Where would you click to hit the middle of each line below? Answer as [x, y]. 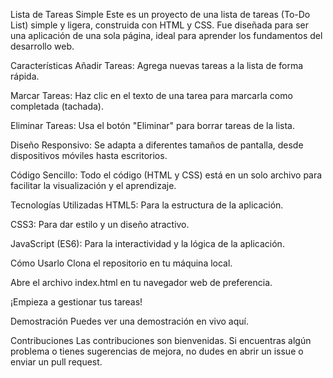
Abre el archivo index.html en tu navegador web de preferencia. [141, 282]
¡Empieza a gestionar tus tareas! [76, 302]
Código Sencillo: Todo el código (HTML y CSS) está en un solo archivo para [166, 175]
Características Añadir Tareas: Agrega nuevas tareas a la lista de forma [157, 65]
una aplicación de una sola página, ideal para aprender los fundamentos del [166, 35]
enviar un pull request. [56, 362]
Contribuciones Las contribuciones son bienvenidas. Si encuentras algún [161, 340]
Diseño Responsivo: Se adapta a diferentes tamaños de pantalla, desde [157, 145]
